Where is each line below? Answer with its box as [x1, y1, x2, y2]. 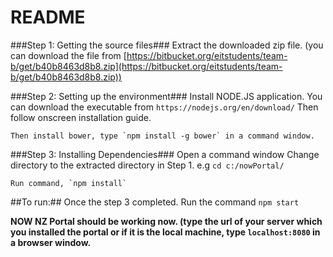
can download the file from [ [10, 49, 127, 61]
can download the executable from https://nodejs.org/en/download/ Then [10, 101, 319, 113]
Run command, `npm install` [10, 178, 128, 188]
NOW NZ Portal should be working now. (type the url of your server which [10, 215, 323, 227]
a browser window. [10, 236, 92, 248]
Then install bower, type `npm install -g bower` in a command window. [10, 131, 315, 141]
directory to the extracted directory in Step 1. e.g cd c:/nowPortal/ [10, 159, 285, 171]
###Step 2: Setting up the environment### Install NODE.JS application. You [10, 90, 323, 102]
